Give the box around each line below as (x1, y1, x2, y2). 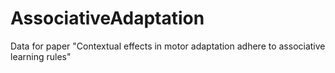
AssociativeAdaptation (10, 7, 205, 30)
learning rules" (10, 50, 72, 62)
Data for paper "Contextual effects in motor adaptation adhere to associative (10, 40, 326, 52)
